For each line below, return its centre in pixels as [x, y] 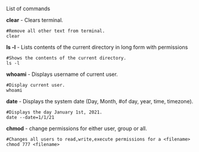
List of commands [28, 9]
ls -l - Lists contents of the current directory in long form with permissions [97, 47]
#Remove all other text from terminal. [56, 31]
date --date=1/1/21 [30, 118]
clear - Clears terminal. [35, 20]
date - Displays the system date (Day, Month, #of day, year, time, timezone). [100, 101]
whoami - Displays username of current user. [62, 74]
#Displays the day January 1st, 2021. [54, 112]
